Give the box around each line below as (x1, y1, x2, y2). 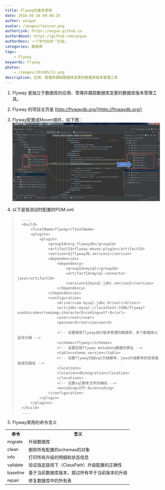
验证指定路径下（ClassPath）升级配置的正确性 (28, 462, 122, 468)
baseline (7, 469, 25, 475)
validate (7, 462, 24, 468)
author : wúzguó (5, 18, 36, 23)
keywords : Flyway (5, 59, 41, 65)
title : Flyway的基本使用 (5, 8, 53, 13)
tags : (5, 49, 16, 54)
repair (7, 477, 20, 483)
